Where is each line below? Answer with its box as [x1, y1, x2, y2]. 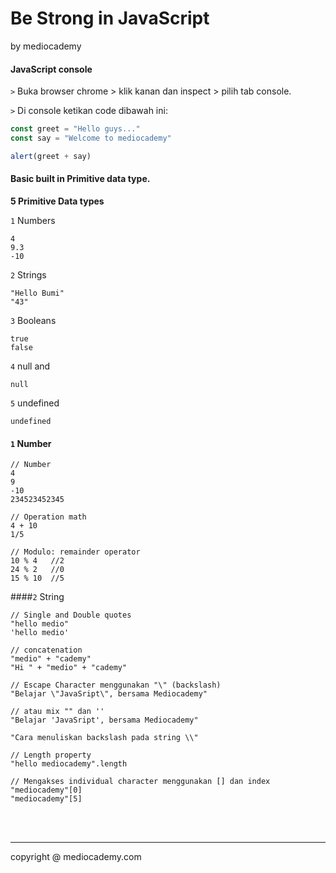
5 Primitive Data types [10, 195, 105, 207]
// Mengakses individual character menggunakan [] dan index [10, 777, 271, 787]
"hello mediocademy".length [10, 759, 128, 769]
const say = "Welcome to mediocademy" [10, 133, 172, 144]
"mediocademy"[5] [10, 794, 83, 804]
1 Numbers [10, 214, 56, 226]
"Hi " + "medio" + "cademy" [10, 663, 128, 673]
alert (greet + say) [10, 151, 92, 161]
